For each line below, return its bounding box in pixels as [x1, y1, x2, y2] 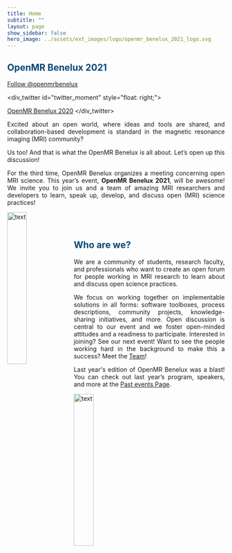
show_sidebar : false [7, 29, 67, 37]
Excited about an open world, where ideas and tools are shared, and [7, 120, 225, 128]
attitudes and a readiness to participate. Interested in [73, 329, 225, 338]
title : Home [7, 10, 41, 17]
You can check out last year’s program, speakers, [73, 372, 225, 381]
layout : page [7, 23, 45, 30]
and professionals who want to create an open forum [73, 264, 225, 273]
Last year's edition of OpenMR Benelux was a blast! [73, 365, 225, 374]
